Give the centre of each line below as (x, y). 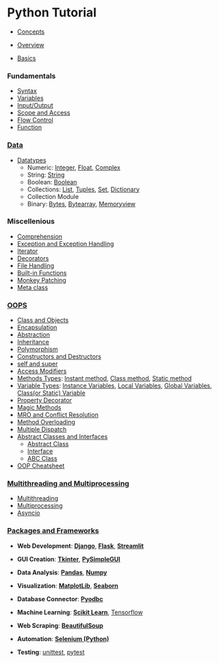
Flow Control (35, 120)
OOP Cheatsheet (41, 466)
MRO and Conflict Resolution (58, 415)
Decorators (33, 258)
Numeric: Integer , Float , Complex (74, 167)
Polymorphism (37, 349)
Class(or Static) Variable (51, 393)
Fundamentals (31, 75)
